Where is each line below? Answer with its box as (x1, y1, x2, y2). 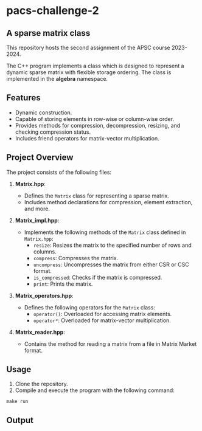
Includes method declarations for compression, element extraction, (24, 198, 193, 205)
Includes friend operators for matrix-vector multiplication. (15, 134, 159, 142)
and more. (24, 205, 50, 212)
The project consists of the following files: (6, 168, 111, 176)
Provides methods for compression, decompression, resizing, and (15, 122, 181, 129)
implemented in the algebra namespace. (6, 75, 108, 82)
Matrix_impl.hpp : (15, 216, 60, 224)
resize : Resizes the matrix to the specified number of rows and (33, 241, 192, 249)
